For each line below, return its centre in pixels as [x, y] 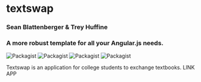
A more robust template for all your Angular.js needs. [85, 43]
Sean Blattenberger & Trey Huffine [57, 27]
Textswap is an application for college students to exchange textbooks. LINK [100, 68]
